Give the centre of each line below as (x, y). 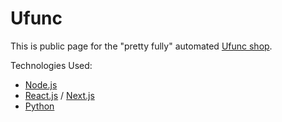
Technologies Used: (51, 65)
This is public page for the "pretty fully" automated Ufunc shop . (141, 46)
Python (39, 106)
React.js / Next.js (59, 95)
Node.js (41, 84)
